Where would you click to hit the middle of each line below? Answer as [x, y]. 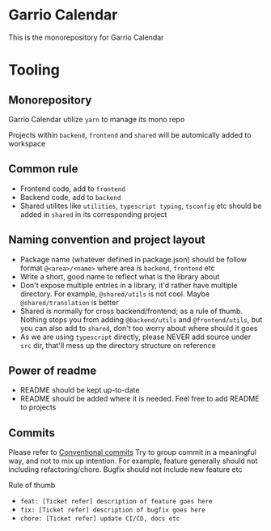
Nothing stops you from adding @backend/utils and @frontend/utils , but [141, 319]
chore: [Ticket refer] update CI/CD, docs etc [100, 519]
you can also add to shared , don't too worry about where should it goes [139, 328]
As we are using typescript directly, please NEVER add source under [135, 337]
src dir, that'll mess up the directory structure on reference [118, 345]
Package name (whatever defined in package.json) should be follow [133, 259]
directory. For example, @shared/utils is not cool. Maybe [115, 294]
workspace [27, 143]
